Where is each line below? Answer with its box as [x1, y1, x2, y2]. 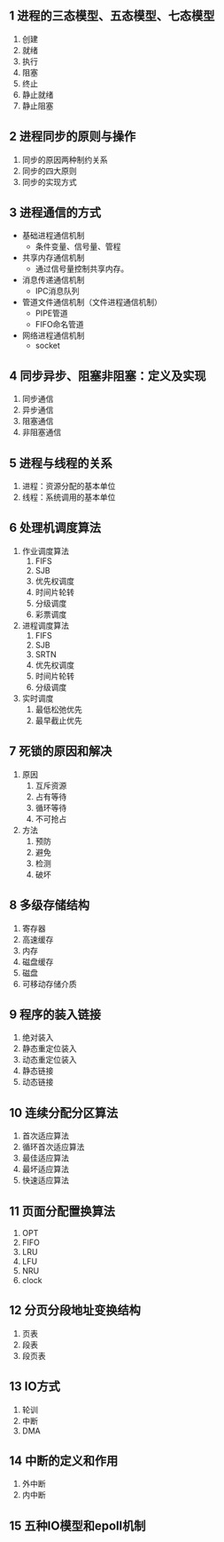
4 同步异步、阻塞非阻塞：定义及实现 [9, 368, 206, 383]
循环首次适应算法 [21, 1142, 85, 1152]
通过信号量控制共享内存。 [35, 263, 129, 274]
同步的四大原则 [21, 165, 77, 176]
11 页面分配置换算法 [9, 1203, 116, 1218]
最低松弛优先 [35, 703, 82, 714]
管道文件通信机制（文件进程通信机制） [21, 297, 162, 308]
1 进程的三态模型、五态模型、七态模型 [9, 8, 215, 24]
